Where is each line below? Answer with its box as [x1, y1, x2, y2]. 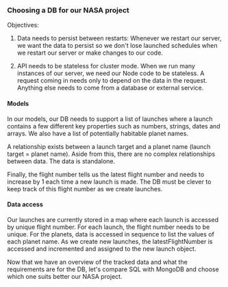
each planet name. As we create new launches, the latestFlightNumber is [7, 237, 213, 245]
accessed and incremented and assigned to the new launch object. [7, 245, 197, 253]
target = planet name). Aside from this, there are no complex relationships [7, 150, 216, 158]
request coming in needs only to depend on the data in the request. [16, 77, 207, 85]
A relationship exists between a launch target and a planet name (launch [7, 142, 211, 150]
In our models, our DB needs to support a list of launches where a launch [7, 115, 214, 123]
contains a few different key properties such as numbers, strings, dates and [7, 122, 220, 130]
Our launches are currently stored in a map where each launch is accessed [7, 215, 219, 223]
